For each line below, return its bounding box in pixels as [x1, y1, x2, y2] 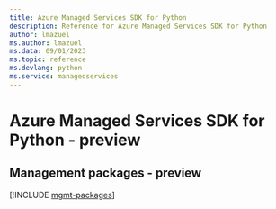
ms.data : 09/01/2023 [9, 47, 87, 56]
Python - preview [9, 130, 141, 150]
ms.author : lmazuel [9, 38, 83, 48]
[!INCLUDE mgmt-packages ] [9, 189, 115, 200]
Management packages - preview [9, 166, 202, 181]
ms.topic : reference [9, 55, 87, 64]
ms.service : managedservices [9, 72, 119, 81]
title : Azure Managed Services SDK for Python [9, 13, 187, 23]
